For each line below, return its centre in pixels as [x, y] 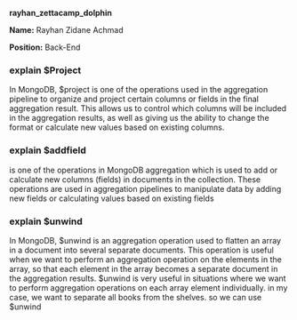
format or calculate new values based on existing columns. [117, 127]
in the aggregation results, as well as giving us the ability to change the [139, 118]
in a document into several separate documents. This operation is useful [141, 250]
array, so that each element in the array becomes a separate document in [144, 268]
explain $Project [45, 70]
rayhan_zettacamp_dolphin [61, 13]
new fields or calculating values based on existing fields [112, 198]
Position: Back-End [45, 47]
